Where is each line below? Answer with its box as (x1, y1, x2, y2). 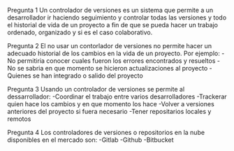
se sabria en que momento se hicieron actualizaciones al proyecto (17, 64, 208, 72)
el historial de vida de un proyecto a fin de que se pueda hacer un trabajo (7, 21, 219, 29)
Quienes (7, 71, 31, 80)
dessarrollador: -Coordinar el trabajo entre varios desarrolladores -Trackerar (7, 92, 227, 101)
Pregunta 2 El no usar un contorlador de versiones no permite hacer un (7, 42, 212, 50)
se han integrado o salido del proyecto (32, 71, 143, 80)
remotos (7, 115, 31, 123)
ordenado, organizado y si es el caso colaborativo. (7, 28, 153, 36)
